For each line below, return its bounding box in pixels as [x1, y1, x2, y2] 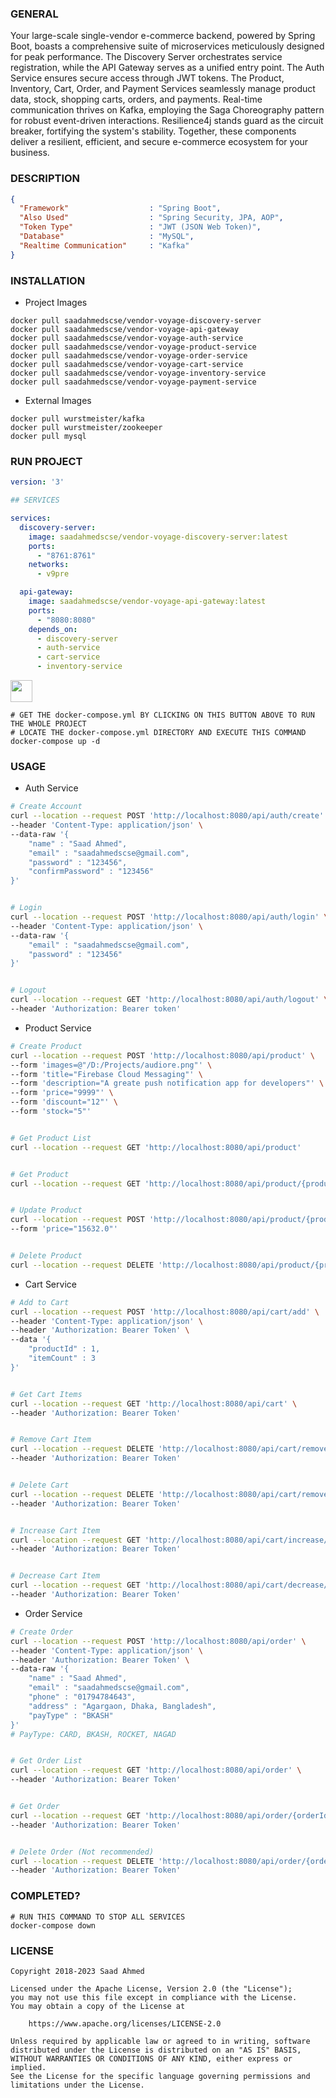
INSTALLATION [10, 273, 86, 287]
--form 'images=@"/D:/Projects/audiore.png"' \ [10, 1060, 213, 1070]
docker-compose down [10, 1920, 97, 1931]
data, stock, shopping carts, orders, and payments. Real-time [10, 93, 263, 106]
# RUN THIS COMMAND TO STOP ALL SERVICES [10, 1912, 186, 1922]
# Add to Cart [10, 1297, 70, 1307]
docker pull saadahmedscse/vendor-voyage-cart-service [10, 360, 244, 370]
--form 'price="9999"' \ [10, 1088, 114, 1098]
